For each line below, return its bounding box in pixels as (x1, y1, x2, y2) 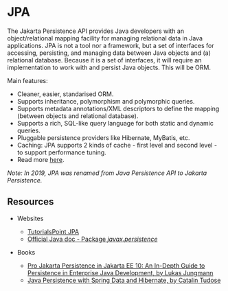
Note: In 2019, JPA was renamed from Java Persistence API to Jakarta (7, 169, 207, 177)
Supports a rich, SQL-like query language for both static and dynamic (16, 119, 214, 127)
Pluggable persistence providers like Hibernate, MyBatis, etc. (16, 133, 190, 141)
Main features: (7, 76, 48, 84)
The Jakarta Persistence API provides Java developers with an (7, 27, 184, 35)
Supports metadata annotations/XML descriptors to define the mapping (16, 104, 220, 113)
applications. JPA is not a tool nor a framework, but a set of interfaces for (7, 41, 214, 49)
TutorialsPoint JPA (27, 227, 80, 235)
